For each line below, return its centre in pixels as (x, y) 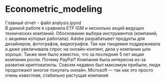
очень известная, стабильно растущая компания (57, 75)
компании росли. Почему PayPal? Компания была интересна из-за (76, 59)
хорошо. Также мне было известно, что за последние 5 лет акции (75, 54)
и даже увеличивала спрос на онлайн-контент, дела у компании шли (78, 49)
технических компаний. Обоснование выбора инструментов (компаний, (81, 33)
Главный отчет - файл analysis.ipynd (43, 23)
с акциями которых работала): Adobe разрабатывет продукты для (75, 39)
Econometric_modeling (54, 9)
